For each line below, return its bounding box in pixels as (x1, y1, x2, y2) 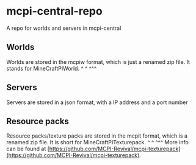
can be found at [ (6, 145, 50, 153)
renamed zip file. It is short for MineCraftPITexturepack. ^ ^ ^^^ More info (6, 139, 189, 146)
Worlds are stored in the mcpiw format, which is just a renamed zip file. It (6, 58, 191, 65)
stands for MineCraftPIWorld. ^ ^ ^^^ (6, 65, 97, 72)
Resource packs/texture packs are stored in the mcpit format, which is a (6, 132, 188, 139)
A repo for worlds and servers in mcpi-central (6, 24, 122, 32)
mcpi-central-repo (6, 4, 103, 18)
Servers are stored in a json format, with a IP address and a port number (6, 99, 188, 106)
